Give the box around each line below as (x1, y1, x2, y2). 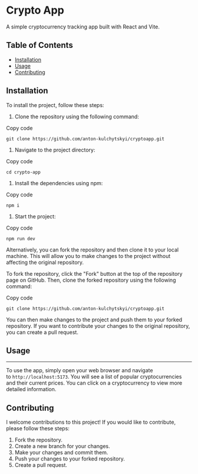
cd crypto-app (6, 169, 41, 175)
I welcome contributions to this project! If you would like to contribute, (6, 418, 176, 426)
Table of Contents (6, 40, 74, 50)
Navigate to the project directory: (14, 146, 95, 153)
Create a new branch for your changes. (14, 443, 110, 450)
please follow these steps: (6, 425, 70, 432)
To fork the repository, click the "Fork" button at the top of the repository (6, 270, 183, 277)
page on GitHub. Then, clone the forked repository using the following (6, 276, 176, 283)
